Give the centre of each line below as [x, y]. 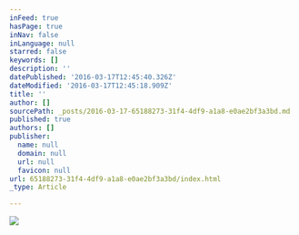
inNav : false [34, 35]
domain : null [42, 153]
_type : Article [38, 188]
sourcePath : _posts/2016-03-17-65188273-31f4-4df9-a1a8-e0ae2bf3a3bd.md [150, 111]
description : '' [40, 69]
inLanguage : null [42, 43]
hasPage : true [36, 26]
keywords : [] [34, 60]
